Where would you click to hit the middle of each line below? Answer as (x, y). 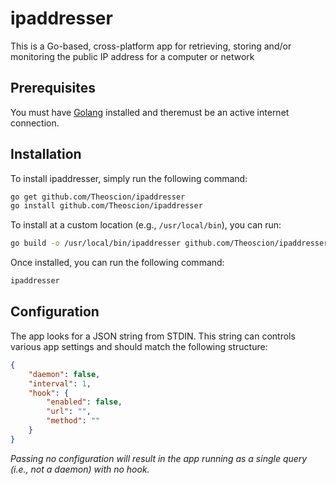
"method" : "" (73, 421)
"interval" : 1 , (60, 383)
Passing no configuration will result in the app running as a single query (159, 458)
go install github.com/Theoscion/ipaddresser (106, 206)
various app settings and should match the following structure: (139, 346)
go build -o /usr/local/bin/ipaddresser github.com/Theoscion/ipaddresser (169, 243)
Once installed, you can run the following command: (117, 263)
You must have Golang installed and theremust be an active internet (150, 112)
